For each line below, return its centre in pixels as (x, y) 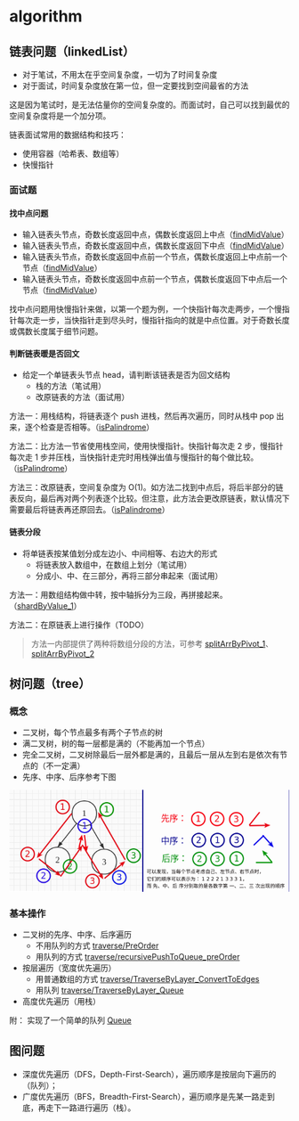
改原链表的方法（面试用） (82, 397)
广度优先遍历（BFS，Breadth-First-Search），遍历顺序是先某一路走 (145, 1096)
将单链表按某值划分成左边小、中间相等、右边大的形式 (120, 553)
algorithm (46, 16)
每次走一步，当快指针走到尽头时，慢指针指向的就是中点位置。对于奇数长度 (153, 320)
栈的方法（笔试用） (71, 386)
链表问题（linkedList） (72, 51)
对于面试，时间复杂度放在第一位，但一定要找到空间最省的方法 (135, 86)
